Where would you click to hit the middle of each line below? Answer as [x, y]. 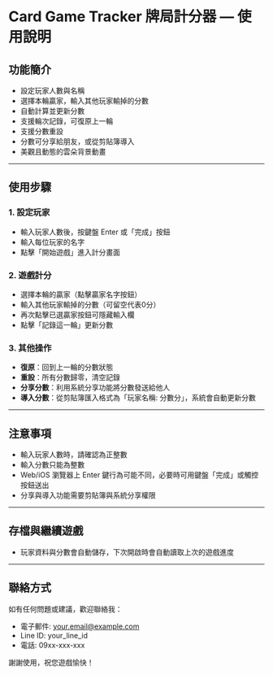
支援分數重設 [41, 131]
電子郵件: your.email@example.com [80, 626]
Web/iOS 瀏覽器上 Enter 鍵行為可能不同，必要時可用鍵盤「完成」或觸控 [139, 475]
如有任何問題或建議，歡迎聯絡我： [65, 609]
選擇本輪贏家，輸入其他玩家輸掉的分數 [84, 101]
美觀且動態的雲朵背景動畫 [63, 152]
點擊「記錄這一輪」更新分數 [67, 324]
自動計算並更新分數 [52, 111]
